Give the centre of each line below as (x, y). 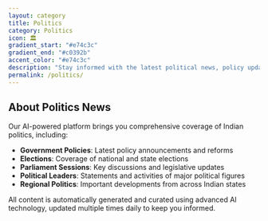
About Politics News (60, 107)
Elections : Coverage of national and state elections (104, 159)
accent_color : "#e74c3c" (49, 61)
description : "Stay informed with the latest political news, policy (126, 68)
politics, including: (38, 135)
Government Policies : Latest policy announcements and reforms (126, 150)
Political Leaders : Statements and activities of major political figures (132, 176)
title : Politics (35, 23)
